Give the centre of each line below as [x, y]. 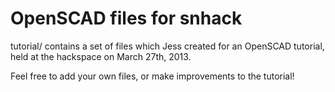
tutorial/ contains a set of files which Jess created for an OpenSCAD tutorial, [167, 46]
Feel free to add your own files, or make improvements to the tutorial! [152, 76]
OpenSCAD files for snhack [126, 18]
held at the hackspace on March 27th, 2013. [101, 56]
